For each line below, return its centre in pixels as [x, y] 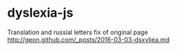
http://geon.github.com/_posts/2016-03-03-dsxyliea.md [88, 39]
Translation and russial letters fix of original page [78, 32]
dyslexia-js [40, 13]
